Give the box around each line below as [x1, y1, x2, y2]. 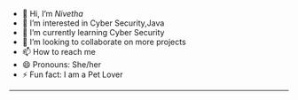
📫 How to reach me [21, 47, 96, 57]
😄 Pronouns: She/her [21, 59, 102, 70]
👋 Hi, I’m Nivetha [21, 9, 84, 19]
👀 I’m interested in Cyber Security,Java [21, 18, 165, 28]
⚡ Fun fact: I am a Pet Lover [21, 69, 123, 80]
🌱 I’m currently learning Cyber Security [21, 27, 165, 37]
